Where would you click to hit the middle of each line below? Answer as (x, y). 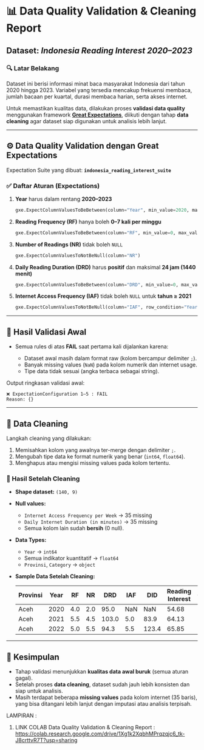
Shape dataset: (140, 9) (46, 492)
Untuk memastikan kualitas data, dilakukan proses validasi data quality (96, 108)
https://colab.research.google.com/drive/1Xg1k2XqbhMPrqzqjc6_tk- (100, 734)
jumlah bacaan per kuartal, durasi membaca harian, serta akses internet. (97, 96)
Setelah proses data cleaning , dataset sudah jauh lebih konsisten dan (102, 684)
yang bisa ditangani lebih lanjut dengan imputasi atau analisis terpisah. (104, 704)
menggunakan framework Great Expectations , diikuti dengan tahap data (97, 115)
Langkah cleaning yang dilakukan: (49, 438)
